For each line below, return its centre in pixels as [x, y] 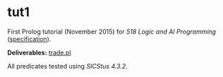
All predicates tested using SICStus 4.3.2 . [68, 66]
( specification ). [29, 38]
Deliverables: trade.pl [40, 52]
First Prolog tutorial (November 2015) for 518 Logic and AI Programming [112, 31]
